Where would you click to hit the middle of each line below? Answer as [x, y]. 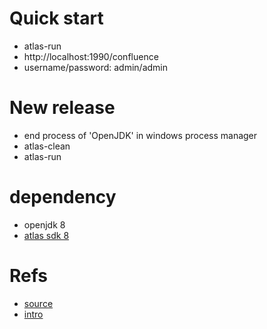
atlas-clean [47, 146]
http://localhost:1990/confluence [91, 56]
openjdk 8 [44, 224]
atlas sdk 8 [46, 235]
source [38, 303]
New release [62, 108]
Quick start [56, 18]
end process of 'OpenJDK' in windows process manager [140, 135]
